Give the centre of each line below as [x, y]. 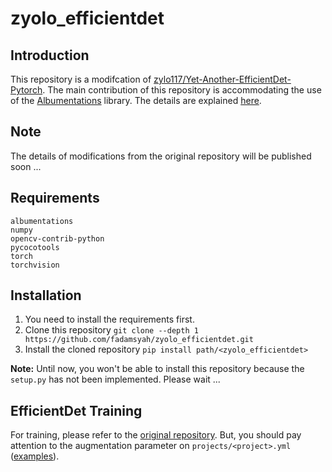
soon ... [26, 166]
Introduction [50, 55]
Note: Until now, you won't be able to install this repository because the [157, 369]
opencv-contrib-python [57, 238]
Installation [46, 295]
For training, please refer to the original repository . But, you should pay [156, 435]
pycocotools [35, 247]
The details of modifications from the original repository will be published [161, 156]
